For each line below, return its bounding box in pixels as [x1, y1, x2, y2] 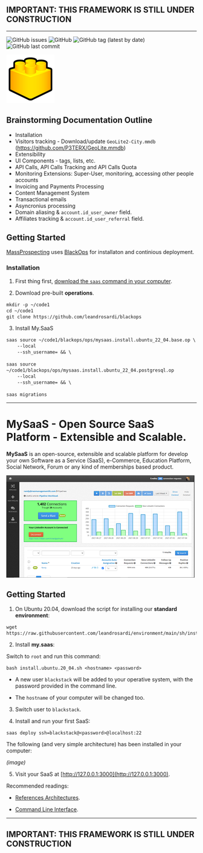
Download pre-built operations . [14, 289, 95, 296]
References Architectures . [14, 794, 80, 801]
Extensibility [14, 150, 46, 158]
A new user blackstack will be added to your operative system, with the [14, 676, 193, 683]
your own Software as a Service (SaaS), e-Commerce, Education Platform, [6, 457, 192, 464]
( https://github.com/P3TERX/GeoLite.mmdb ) [14, 144, 126, 151]
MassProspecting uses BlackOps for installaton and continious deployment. [6, 249, 195, 256]
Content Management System [14, 189, 89, 196]
